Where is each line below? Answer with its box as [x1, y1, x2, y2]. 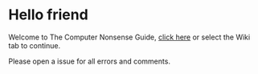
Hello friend [8, 6, 88, 24]
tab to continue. [8, 40, 61, 50]
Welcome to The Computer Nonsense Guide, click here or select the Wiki [8, 32, 251, 42]
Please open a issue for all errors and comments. [8, 56, 171, 66]
